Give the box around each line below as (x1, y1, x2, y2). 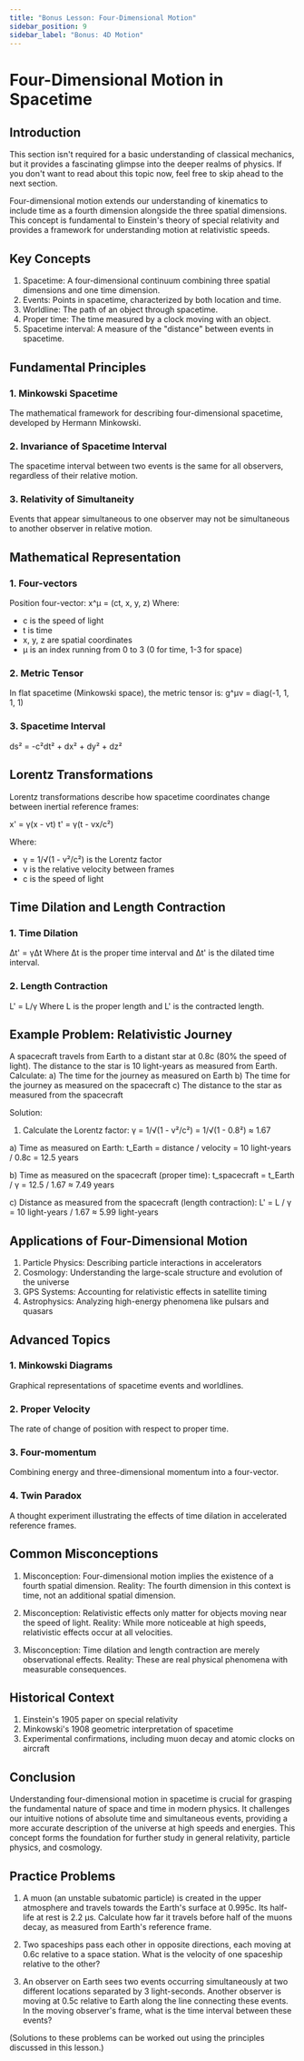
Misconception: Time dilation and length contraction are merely (22, 1644, 260, 1655)
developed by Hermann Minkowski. (9, 417, 142, 428)
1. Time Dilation (9, 926, 79, 939)
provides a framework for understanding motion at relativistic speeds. (9, 225, 270, 236)
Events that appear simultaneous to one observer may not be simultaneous (9, 513, 290, 524)
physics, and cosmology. (9, 1842, 103, 1853)
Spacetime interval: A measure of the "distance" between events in (22, 324, 274, 335)
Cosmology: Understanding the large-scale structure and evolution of (22, 1267, 283, 1278)
